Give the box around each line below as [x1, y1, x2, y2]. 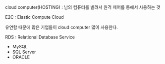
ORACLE [12, 54, 30, 60]
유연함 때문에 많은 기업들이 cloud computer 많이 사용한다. [5, 24, 118, 30]
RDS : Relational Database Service [5, 34, 75, 40]
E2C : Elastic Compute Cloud [5, 14, 64, 20]
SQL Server [12, 49, 36, 55]
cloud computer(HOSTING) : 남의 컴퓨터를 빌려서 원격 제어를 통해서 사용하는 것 [5, 4, 161, 10]
